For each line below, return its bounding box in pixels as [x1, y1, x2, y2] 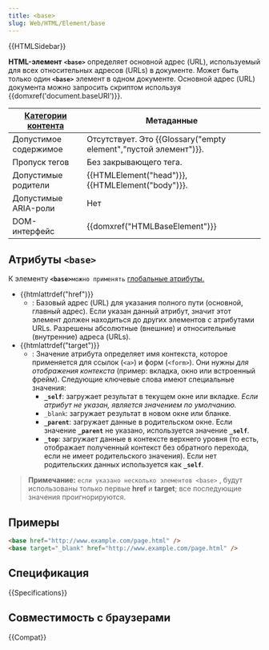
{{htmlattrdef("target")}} [19, 341, 100, 350]
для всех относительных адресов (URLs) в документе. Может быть [8, 65, 239, 75]
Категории [23, 110, 67, 121]
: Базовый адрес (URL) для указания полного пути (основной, [31, 298, 243, 308]
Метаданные [145, 115, 199, 126]
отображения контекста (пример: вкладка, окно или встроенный [31, 366, 256, 376]
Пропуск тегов [12, 156, 70, 168]
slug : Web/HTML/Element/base [8, 19, 106, 27]
